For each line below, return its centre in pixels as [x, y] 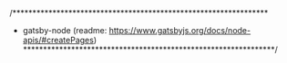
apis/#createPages [58, 40]
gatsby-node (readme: [65, 30]
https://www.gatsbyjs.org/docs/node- [180, 30]
